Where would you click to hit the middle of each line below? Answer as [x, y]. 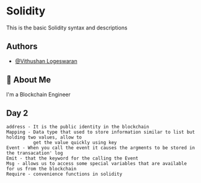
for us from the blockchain [42, 169]
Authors [22, 46]
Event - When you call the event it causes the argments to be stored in [101, 148]
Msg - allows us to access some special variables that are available [97, 164]
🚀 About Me [29, 80]
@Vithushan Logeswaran [46, 61]
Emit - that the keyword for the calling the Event [72, 158]
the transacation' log [35, 153]
